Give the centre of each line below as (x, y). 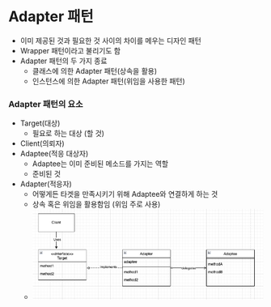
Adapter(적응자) (46, 184)
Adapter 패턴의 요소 (46, 104)
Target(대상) (40, 123)
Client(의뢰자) (42, 143)
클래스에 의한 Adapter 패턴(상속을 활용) (95, 70)
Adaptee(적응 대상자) (54, 154)
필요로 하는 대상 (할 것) (68, 134)
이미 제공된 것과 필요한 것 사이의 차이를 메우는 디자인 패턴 (111, 41)
